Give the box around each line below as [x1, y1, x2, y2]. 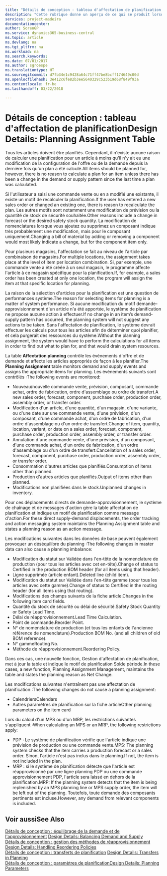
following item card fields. [12, 598, 66, 604]
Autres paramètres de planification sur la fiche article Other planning [12, 702, 152, 708]
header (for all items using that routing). [12, 587, 94, 594]
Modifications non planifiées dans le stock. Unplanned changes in [12, 485, 147, 491]
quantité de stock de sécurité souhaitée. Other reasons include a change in [5, 213, 158, 219]
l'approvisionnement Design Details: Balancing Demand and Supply [5, 834, 143, 840]
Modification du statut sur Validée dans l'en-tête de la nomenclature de [12, 556, 158, 562]
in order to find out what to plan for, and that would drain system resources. [5, 343, 160, 349]
